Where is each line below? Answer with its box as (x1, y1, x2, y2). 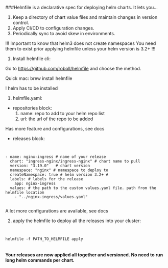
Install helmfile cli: (12, 56, 51, 62)
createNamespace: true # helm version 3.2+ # (10, 172, 109, 177)
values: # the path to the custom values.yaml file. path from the (10, 185, 157, 191)
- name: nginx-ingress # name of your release (5, 154, 106, 159)
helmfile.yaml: (12, 95, 42, 101)
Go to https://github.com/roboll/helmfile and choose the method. (5, 66, 141, 71)
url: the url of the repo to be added (20, 116, 93, 122)
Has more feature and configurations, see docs (5, 126, 105, 131)
